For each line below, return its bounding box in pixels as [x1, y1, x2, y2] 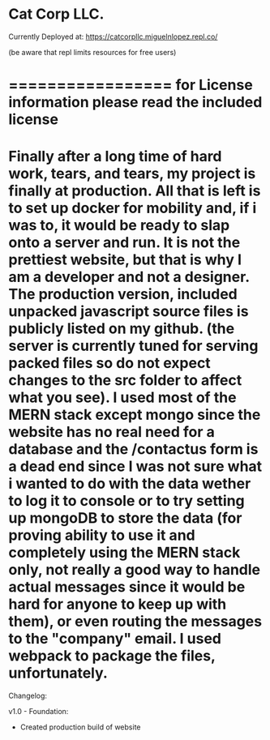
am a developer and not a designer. [8, 268, 250, 286]
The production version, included [8, 285, 238, 304]
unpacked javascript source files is [8, 302, 249, 321]
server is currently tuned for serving [8, 337, 259, 355]
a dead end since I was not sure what [8, 457, 263, 476]
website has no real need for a [8, 423, 215, 442]
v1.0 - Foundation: [8, 707, 69, 716]
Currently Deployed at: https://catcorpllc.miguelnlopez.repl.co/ [8, 32, 218, 41]
